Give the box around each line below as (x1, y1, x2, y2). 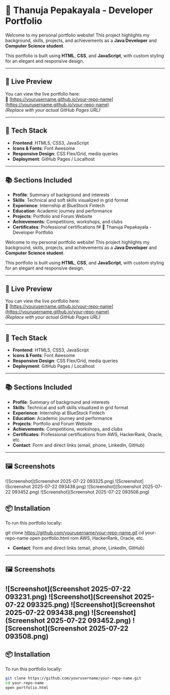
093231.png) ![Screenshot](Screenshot (5, 593, 133, 601)
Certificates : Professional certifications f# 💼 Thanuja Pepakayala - (12, 224, 152, 230)
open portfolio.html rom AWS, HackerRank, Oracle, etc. (29, 535, 145, 541)
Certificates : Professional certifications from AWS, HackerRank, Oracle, (12, 431, 163, 437)
